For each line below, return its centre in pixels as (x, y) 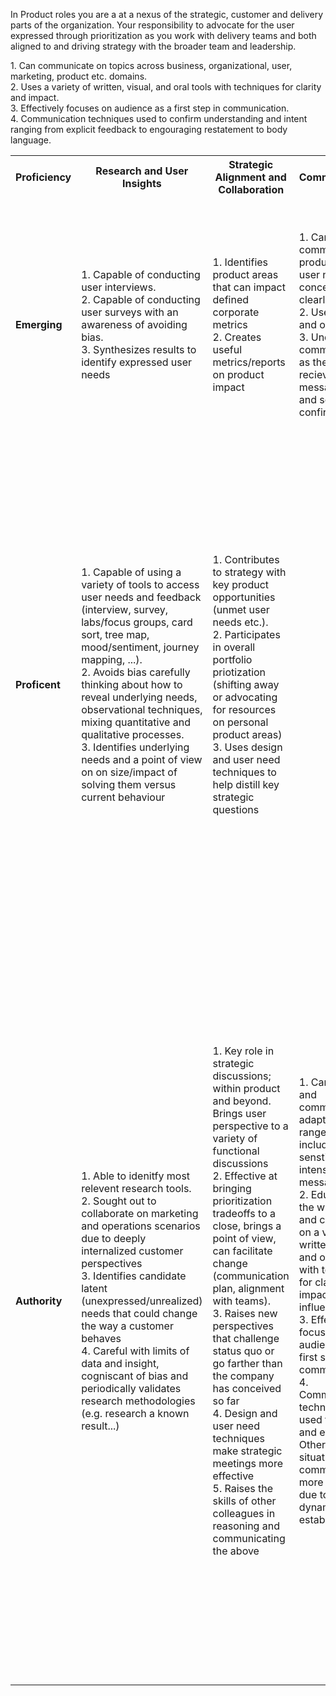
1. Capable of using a (131, 572)
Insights (142, 183)
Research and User (142, 171)
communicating (249, 1538)
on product (238, 374)
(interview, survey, (125, 609)
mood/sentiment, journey (140, 647)
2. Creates (237, 337)
